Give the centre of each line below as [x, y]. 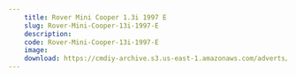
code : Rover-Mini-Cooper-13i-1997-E [92, 42]
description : [48, 34]
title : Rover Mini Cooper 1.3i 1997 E [95, 17]
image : [36, 50]
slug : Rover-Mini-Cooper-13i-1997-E [92, 26]
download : [42, 58]
